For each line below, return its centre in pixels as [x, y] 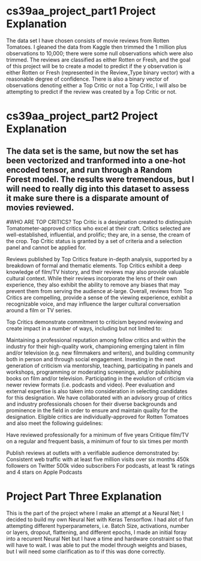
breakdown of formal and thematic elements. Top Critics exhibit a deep [94, 265]
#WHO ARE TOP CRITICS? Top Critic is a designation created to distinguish [99, 222]
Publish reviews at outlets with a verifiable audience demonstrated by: [93, 453]
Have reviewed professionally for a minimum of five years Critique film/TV [97, 435]
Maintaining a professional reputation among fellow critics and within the [96, 340]
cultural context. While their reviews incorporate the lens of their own [92, 278]
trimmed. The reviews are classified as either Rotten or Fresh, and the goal [98, 60]
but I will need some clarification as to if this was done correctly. [86, 551]
